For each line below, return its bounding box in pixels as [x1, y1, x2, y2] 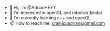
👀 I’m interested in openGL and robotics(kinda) [9, 10, 102, 15]
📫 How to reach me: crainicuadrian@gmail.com [9, 20, 105, 26]
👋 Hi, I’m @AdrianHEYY [9, 5, 56, 10]
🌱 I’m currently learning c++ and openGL [9, 15, 91, 20]
